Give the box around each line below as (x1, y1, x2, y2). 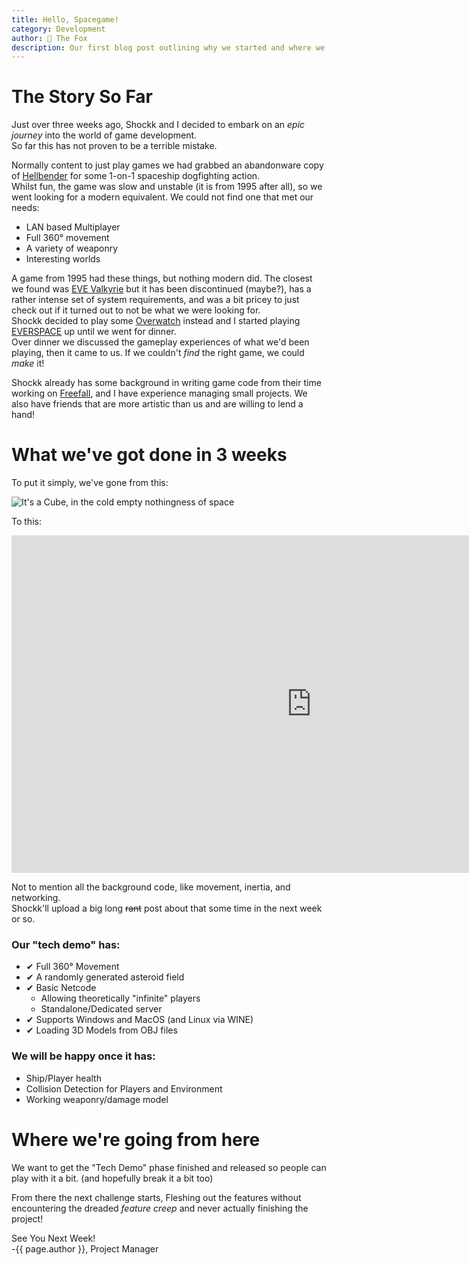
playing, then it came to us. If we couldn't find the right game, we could (11, 347, 305, 359)
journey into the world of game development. (11, 129, 198, 141)
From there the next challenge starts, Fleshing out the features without (11, 1191, 302, 1203)
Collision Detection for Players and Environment (25, 1082, 223, 1095)
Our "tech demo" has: (11, 938, 121, 952)
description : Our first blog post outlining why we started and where (11, 42, 312, 53)
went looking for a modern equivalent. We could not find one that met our (11, 191, 314, 203)
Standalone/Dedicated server (40, 1003, 163, 1015)
